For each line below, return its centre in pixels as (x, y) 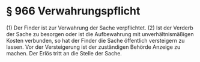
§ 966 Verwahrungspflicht (73, 11)
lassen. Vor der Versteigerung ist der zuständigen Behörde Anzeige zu (93, 47)
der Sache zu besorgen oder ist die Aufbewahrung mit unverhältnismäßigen (100, 34)
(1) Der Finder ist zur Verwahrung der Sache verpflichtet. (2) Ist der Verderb (100, 28)
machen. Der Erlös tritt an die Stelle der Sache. (64, 53)
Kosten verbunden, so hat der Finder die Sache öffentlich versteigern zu (95, 40)
